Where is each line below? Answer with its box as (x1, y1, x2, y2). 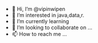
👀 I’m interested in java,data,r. (11, 12, 84, 19)
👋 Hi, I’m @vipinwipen (11, 6, 65, 12)
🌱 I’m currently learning (11, 18, 69, 24)
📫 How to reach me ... (11, 31, 67, 37)
